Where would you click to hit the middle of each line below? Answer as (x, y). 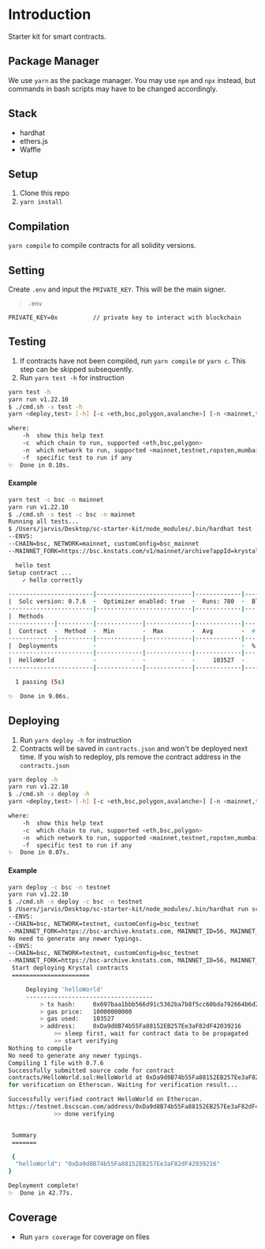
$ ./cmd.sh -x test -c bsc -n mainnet (72, 514)
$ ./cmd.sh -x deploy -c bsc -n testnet (76, 902)
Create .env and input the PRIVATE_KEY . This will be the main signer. (117, 289)
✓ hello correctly (52, 580)
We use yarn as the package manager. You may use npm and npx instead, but (132, 80)
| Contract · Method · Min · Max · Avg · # (132, 631)
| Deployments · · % (132, 645)
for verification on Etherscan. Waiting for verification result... (123, 1085)
